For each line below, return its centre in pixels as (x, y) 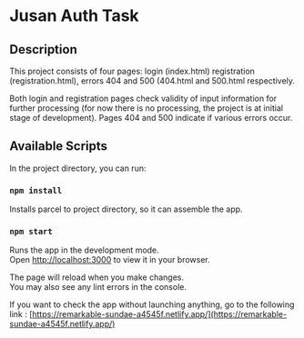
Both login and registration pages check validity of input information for (143, 98)
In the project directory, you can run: (78, 168)
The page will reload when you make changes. (97, 277)
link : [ (21, 314)
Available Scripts (58, 146)
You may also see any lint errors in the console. (98, 287)
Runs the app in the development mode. (84, 250)
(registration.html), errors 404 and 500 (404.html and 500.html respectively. (152, 81)
